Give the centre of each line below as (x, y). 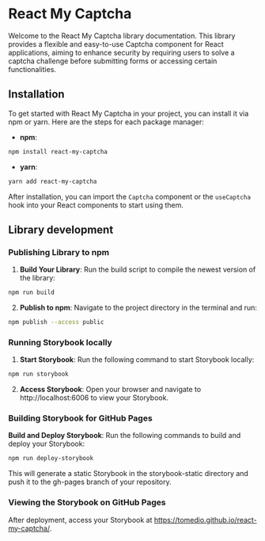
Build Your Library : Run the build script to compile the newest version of (138, 269)
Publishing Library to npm (59, 252)
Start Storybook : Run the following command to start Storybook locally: (137, 360)
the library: (37, 278)
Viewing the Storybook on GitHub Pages (87, 502)
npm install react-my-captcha (58, 151)
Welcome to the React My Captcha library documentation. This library (122, 36)
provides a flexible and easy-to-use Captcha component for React (116, 44)
